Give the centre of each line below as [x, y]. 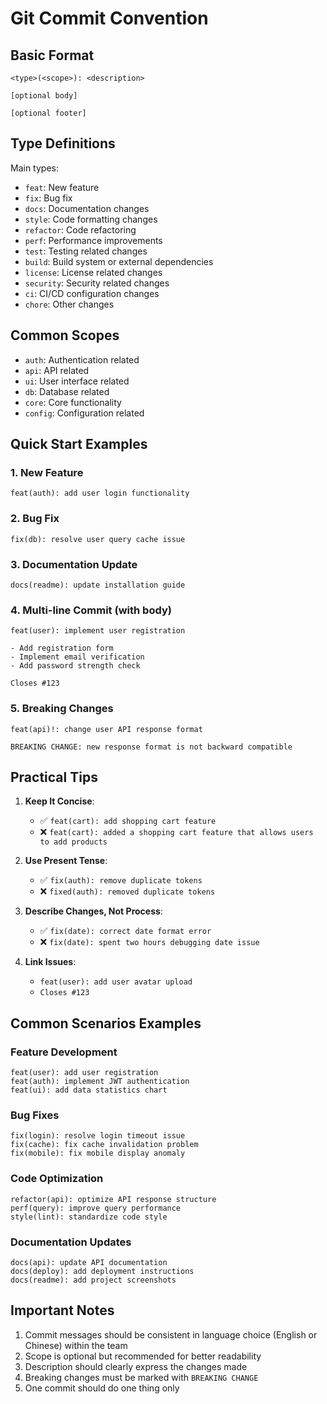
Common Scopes [65, 335]
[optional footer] [48, 113]
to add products [73, 842]
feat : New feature [62, 187]
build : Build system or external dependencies [119, 261]
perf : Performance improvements [93, 240]
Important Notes [62, 1310]
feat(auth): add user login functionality [100, 493]
